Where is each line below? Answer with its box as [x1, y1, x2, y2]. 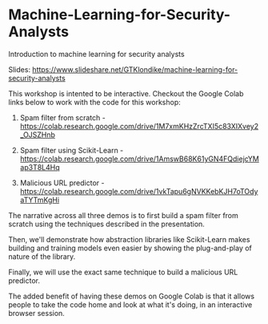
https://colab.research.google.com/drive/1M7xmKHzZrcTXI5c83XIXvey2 [19, 121, 258, 131]
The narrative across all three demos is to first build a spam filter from [8, 210, 238, 220]
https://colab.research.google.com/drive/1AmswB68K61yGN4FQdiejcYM [19, 154, 260, 164]
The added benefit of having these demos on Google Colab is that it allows [8, 291, 254, 301]
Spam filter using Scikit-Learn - [19, 145, 124, 155]
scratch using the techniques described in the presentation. [8, 219, 206, 229]
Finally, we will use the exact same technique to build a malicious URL [8, 267, 238, 277]
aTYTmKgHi [19, 195, 60, 205]
